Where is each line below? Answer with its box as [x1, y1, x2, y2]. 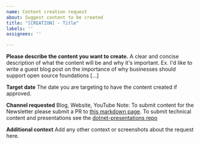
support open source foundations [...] [6, 72, 99, 79]
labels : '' [6, 25, 34, 32]
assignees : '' [6, 31, 42, 37]
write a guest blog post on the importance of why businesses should [6, 65, 176, 73]
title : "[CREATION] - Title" [6, 20, 79, 26]
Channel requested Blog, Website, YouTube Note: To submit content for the [6, 101, 194, 109]
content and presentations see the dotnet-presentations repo [6, 115, 158, 122]
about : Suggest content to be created [6, 14, 103, 20]
